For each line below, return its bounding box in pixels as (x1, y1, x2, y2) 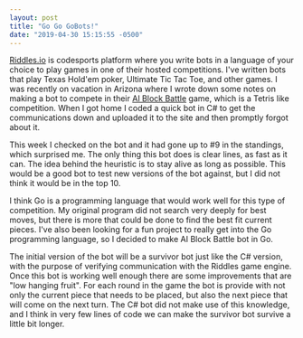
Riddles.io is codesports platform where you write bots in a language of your (9, 55, 294, 66)
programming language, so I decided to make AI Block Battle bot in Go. (9, 234, 274, 245)
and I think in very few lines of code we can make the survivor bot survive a (9, 309, 291, 320)
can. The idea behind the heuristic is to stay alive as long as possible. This (9, 159, 287, 170)
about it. (9, 122, 41, 133)
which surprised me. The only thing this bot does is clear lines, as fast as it (9, 149, 288, 160)
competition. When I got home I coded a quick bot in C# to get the (9, 103, 256, 114)
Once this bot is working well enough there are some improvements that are (9, 270, 292, 281)
